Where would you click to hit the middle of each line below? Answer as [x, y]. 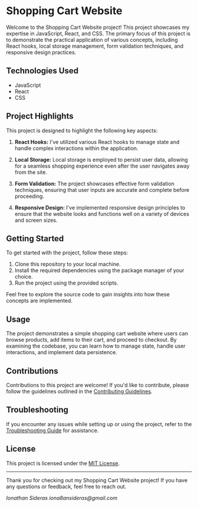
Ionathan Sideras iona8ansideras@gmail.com [62, 498]
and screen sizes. [36, 220]
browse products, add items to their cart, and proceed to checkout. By [91, 340]
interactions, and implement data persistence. [62, 352]
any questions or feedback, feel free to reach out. [66, 486]
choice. [24, 277]
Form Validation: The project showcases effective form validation [95, 184]
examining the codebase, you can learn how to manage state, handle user [96, 346]
